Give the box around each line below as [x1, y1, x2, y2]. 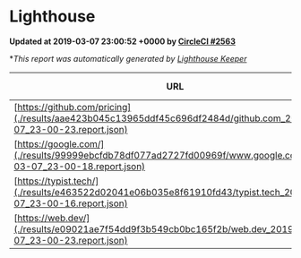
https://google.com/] [17, 137, 105, 150]
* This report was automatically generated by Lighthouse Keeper [9, 53, 247, 64]
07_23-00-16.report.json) [13, 197, 128, 210]
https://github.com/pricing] [17, 100, 132, 113]
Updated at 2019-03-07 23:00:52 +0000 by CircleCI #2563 [9, 36, 236, 47]
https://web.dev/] [17, 211, 90, 224]
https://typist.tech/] [17, 175, 99, 187]
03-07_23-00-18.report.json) [13, 159, 146, 172]
